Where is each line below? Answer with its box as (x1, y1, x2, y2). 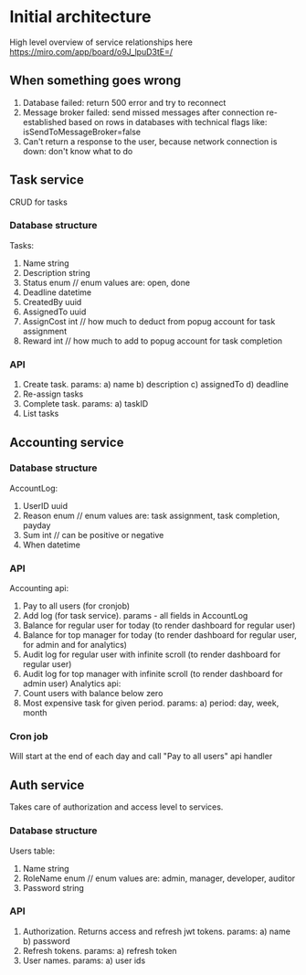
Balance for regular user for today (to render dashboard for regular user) (22, 620, 296, 631)
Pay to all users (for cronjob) (22, 600, 131, 611)
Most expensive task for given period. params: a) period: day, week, (22, 697, 280, 709)
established (22, 116, 67, 127)
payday (22, 519, 51, 531)
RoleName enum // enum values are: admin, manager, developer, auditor (22, 873, 296, 884)
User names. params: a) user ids (22, 955, 146, 966)
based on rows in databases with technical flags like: (68, 116, 268, 127)
